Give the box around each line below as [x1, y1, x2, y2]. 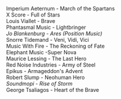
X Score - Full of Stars [6, 11, 60, 18]
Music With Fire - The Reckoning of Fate [6, 42, 105, 49]
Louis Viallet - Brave [6, 18, 55, 24]
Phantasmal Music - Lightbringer [6, 24, 87, 31]
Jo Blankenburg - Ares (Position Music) [6, 30, 103, 37]
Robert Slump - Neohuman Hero [6, 74, 85, 81]
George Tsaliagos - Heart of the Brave [6, 87, 100, 93]
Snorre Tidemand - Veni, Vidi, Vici [6, 37, 89, 43]
